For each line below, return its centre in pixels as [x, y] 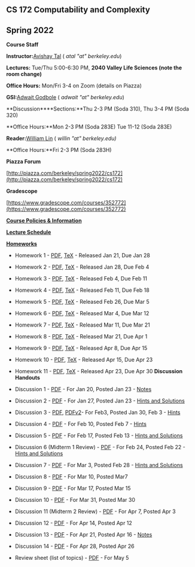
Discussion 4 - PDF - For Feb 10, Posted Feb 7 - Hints [80, 424]
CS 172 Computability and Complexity [78, 10]
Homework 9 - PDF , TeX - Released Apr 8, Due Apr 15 [81, 348]
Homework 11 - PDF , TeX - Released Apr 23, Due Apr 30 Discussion [99, 371]
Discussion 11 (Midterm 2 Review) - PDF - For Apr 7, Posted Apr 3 [95, 511]
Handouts [28, 378]
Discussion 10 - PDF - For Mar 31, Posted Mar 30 [75, 500]
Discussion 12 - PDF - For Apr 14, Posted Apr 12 [74, 523]
